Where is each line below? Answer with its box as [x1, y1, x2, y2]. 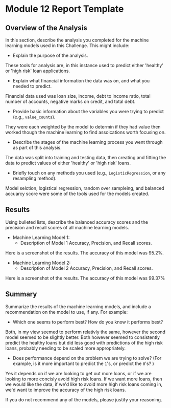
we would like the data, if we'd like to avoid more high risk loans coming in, [5, 381, 162, 387]
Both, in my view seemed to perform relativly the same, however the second [5, 329, 166, 335]
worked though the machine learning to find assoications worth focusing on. [5, 129, 166, 135]
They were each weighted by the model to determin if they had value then [5, 124, 161, 130]
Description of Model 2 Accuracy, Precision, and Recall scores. [20, 265, 153, 271]
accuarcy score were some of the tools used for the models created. [5, 190, 150, 197]
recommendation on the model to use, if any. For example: [5, 309, 128, 315]
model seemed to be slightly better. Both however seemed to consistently [5, 334, 160, 340]
